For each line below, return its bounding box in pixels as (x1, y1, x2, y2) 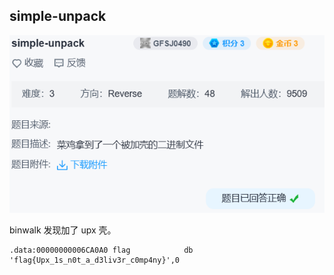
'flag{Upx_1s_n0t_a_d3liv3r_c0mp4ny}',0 (9, 255, 181, 265)
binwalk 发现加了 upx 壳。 (9, 224, 117, 236)
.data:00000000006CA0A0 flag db (9, 245, 194, 255)
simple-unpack (9, 8, 107, 25)
